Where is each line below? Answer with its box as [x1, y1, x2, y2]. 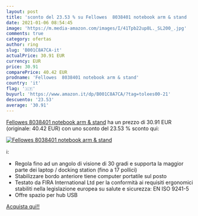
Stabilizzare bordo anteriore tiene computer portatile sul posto [14, 172, 167, 179]
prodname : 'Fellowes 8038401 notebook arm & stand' [6, 75, 139, 80]
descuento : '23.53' [6, 96, 55, 102]
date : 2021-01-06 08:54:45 [6, 20, 73, 25]
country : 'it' [6, 80, 41, 86]
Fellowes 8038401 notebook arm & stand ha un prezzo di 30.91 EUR [6, 118, 172, 125]
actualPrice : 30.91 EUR [6, 53, 65, 59]
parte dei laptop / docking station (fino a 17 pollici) [14, 166, 138, 173]
